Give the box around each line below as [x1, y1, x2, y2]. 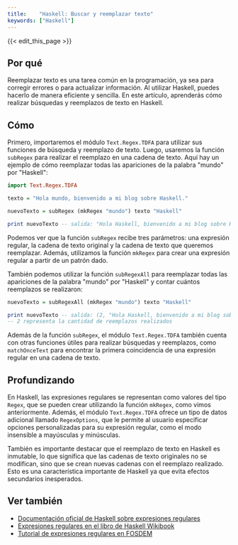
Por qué [7, 57, 42, 69]
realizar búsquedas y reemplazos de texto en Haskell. [7, 99, 164, 107]
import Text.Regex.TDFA [7, 182, 78, 189]
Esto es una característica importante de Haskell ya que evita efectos [7, 467, 210, 476]
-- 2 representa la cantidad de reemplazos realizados [7, 318, 173, 325]
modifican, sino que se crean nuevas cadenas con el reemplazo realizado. [7, 460, 225, 468]
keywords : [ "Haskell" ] [7, 17, 74, 24]
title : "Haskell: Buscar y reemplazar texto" [7, 10, 154, 18]
